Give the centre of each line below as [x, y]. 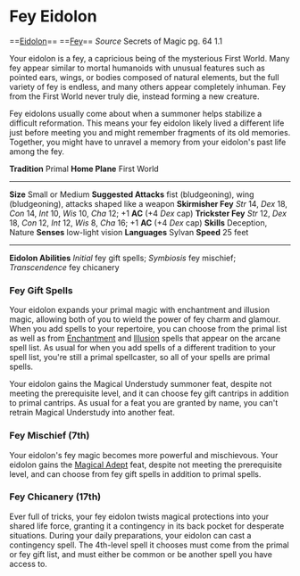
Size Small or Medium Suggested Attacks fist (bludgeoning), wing [132, 194]
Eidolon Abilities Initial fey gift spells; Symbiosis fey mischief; [123, 258]
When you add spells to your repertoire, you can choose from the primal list [148, 329]
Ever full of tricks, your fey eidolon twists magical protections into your [139, 516]
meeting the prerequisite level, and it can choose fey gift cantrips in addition [149, 393]
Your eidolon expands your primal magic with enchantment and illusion [140, 310]
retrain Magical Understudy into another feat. [92, 413]
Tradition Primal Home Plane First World [84, 169]
